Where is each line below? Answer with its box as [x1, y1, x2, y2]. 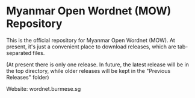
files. [32, 49, 45, 56]
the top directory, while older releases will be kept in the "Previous [6, 67, 171, 74]
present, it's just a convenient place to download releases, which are [6, 43, 176, 50]
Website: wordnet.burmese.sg [6, 85, 81, 92]
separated [6, 49, 32, 56]
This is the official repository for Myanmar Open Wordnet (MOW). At [6, 36, 176, 44]
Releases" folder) [6, 73, 49, 81]
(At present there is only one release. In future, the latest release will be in [6, 61, 190, 68]
